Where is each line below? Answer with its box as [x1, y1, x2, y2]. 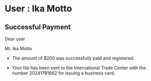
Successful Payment [5, 23, 71, 31]
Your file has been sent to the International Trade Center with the [12, 65, 146, 71]
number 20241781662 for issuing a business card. [12, 70, 115, 76]
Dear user [5, 36, 26, 42]
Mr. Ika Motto [5, 46, 32, 51]
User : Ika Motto [5, 3, 72, 14]
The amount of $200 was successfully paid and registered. [12, 55, 134, 61]
